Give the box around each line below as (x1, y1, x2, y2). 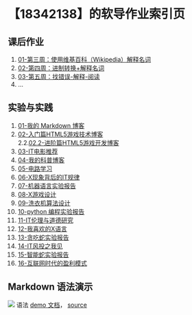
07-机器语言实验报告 (17, 182, 76, 190)
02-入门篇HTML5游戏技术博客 (17, 130, 104, 138)
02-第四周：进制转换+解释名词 (17, 64, 105, 72)
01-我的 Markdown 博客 (17, 121, 85, 129)
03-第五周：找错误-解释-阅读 (17, 73, 100, 80)
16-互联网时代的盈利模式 (17, 259, 88, 267)
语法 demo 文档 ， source (16, 301, 88, 309)
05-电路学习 (17, 164, 53, 173)
